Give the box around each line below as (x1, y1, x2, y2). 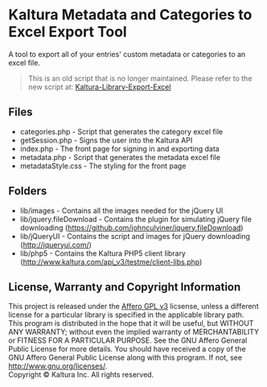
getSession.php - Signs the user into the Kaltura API (19, 135, 193, 145)
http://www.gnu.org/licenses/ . (8, 361, 108, 371)
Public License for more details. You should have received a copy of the (8, 344, 247, 354)
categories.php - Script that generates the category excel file (19, 126, 224, 136)
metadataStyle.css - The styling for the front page (19, 161, 187, 171)
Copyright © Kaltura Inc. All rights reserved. (8, 370, 154, 380)
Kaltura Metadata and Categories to (8, 6, 253, 24)
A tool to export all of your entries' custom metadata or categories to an (8, 49, 246, 59)
